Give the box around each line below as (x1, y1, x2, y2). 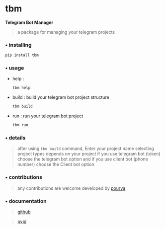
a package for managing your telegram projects (17, 29, 115, 35)
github (17, 209, 31, 215)
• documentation (5, 197, 47, 204)
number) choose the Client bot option (17, 161, 94, 167)
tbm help (12, 85, 31, 90)
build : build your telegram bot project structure (12, 94, 109, 100)
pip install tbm (5, 53, 39, 58)
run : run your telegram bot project (12, 113, 83, 119)
